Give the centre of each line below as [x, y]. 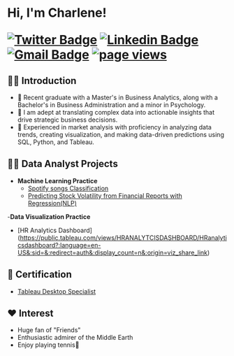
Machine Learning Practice [57, 180]
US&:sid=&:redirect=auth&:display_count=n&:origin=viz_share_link [112, 252]
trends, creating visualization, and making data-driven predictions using [121, 135]
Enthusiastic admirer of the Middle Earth [75, 338]
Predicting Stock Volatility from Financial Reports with [105, 195]
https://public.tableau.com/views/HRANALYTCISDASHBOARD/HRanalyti [123, 237]
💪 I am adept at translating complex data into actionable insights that [116, 112]
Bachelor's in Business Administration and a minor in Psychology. [111, 105]
